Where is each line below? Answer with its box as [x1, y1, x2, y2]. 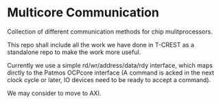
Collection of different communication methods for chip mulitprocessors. [7, 27, 213, 36]
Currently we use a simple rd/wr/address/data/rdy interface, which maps [7, 61, 213, 69]
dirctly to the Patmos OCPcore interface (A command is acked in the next [7, 68, 215, 77]
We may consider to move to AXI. [7, 89, 102, 97]
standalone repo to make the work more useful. [7, 48, 141, 56]
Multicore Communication [7, 5, 159, 21]
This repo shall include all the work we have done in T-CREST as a [7, 40, 194, 49]
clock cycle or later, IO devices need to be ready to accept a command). [7, 75, 211, 83]
